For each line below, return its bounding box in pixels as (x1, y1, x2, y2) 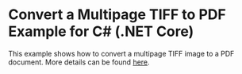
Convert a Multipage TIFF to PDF (8, 6, 226, 24)
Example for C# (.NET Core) (8, 22, 194, 41)
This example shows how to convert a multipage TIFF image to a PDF (8, 49, 235, 58)
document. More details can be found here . (8, 57, 150, 67)
